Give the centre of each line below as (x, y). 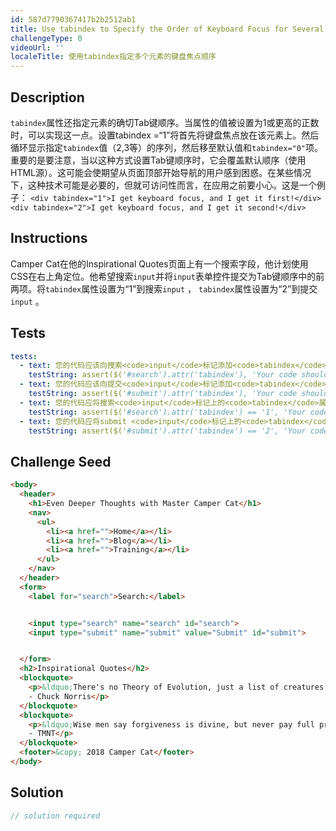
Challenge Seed (61, 461)
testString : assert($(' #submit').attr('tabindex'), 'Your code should (178, 394)
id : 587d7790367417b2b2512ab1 (73, 19)
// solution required (55, 816)
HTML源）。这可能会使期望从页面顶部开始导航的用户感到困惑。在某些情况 (161, 172)
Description (47, 97)
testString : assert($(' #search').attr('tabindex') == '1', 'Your (167, 412)
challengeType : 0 (46, 38)
